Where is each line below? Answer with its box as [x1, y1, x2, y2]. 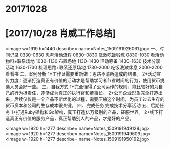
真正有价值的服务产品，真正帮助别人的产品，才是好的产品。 [9, 115, 134, 122]
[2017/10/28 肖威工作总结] [5, 28, 116, 40]
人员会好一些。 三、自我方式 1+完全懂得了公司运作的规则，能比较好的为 [9, 84, 159, 90]
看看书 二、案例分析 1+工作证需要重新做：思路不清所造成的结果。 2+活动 [5, 71, 157, 77]
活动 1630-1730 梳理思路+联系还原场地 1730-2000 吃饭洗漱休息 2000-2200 [5, 64, 163, 71]
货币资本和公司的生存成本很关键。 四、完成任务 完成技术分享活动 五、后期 [5, 102, 160, 109]
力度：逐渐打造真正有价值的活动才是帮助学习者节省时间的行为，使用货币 [9, 77, 160, 84]
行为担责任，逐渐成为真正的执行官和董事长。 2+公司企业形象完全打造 [14, 90, 158, 96]
